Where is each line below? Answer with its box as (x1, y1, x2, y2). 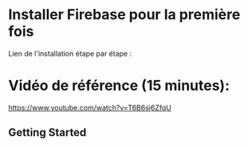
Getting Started (8, 126, 87, 140)
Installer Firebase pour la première (8, 6, 241, 24)
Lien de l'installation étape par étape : (8, 48, 132, 58)
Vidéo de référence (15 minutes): (8, 77, 230, 95)
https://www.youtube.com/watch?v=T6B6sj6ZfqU (8, 103, 171, 112)
